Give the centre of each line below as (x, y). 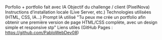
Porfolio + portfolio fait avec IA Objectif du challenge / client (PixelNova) (77, 7)
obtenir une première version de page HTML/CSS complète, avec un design (81, 22)
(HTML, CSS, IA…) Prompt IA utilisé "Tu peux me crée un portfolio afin (75, 17)
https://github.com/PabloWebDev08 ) (42, 33)
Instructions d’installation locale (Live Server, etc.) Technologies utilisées (78, 12)
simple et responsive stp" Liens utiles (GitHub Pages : (59, 27)
